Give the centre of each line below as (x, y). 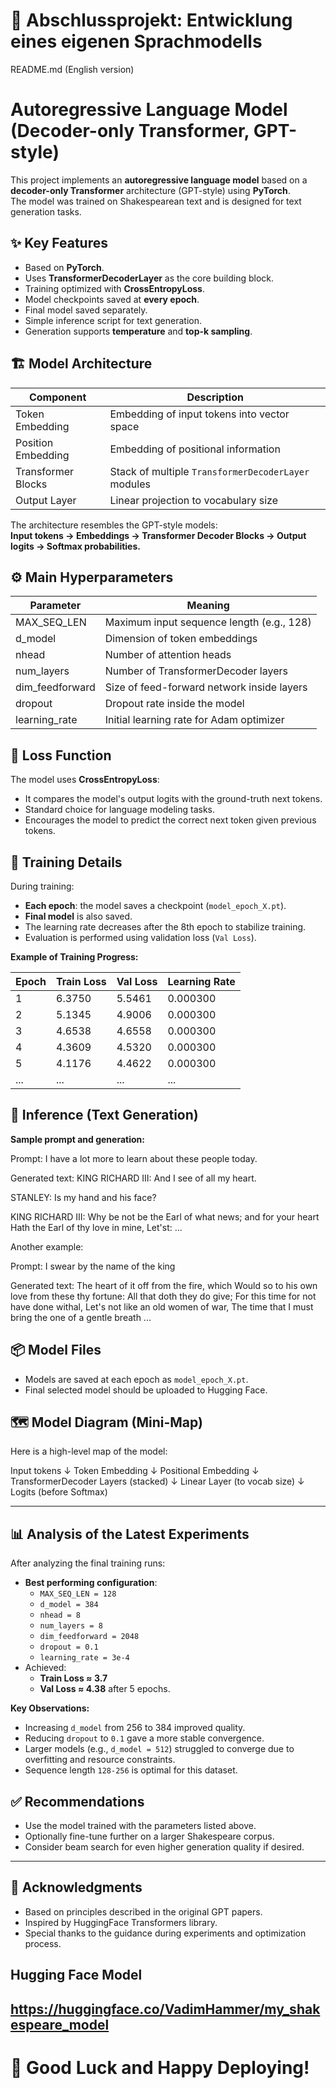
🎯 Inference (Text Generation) (104, 1115)
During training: (42, 886)
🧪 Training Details (66, 862)
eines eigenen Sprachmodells (136, 41)
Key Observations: (50, 1708)
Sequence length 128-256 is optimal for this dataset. (131, 1770)
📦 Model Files (56, 1350)
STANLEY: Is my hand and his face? (83, 1197)
